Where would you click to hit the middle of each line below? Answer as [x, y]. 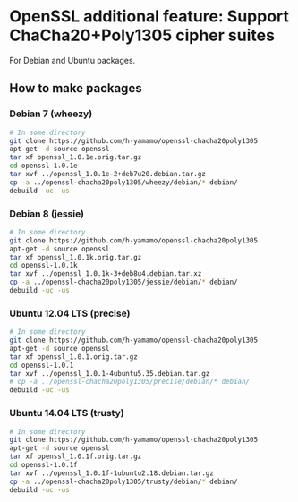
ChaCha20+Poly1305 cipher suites [142, 35]
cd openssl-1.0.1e [43, 166]
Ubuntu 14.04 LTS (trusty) [67, 413]
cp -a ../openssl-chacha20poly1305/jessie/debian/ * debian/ [124, 282]
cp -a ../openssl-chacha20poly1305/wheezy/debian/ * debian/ [124, 182]
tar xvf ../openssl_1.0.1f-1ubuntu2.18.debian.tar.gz [112, 473]
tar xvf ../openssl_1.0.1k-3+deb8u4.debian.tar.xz [106, 274]
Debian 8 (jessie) [47, 214]
